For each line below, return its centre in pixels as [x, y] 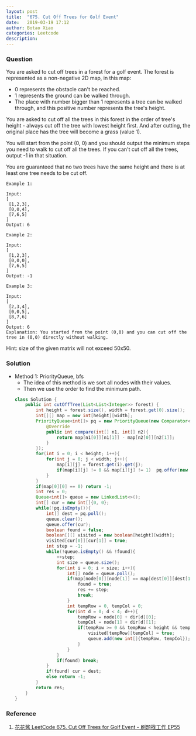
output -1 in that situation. [37, 156]
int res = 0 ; [52, 492]
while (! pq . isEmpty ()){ [63, 508]
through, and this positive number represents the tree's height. [90, 108]
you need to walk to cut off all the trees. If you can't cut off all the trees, [92, 149]
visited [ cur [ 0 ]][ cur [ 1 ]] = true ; [87, 541]
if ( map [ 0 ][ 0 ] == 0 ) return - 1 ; [74, 486]
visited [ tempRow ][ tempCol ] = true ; [131, 633]
